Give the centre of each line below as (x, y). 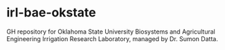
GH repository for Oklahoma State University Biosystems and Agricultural (111, 32)
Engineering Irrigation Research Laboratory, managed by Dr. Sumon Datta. (112, 38)
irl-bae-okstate (51, 13)
